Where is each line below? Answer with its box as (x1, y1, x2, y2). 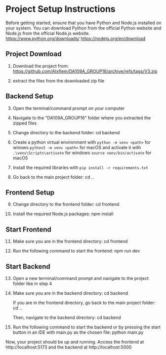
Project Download (5, 50, 62, 58)
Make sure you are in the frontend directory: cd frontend (12, 238, 128, 244)
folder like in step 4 (12, 280, 52, 286)
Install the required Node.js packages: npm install (12, 211, 114, 217)
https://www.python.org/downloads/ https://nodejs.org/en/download (5, 36, 146, 41)
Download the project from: (12, 63, 69, 69)
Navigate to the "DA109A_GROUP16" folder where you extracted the (12, 115, 151, 120)
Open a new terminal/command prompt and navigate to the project (12, 276, 149, 281)
